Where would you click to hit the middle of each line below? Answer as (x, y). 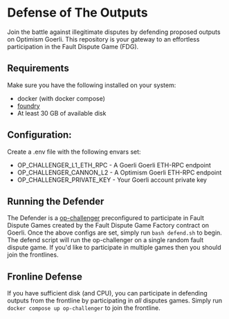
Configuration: (39, 135)
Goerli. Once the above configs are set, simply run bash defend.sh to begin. (115, 233)
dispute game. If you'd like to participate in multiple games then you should (114, 248)
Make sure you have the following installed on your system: (92, 85)
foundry (28, 106)
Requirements (38, 68)
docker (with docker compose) (61, 98)
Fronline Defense (45, 276)
